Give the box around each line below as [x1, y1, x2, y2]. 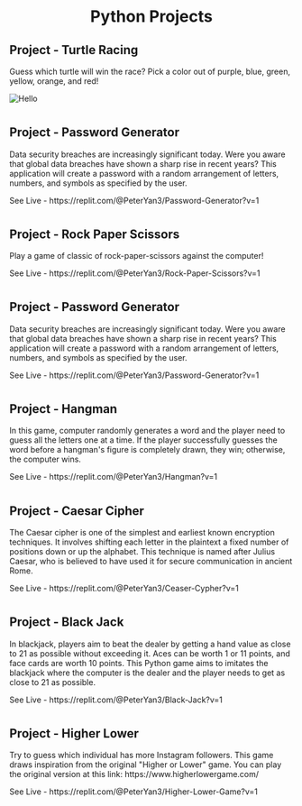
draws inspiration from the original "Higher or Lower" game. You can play [9, 759, 282, 770]
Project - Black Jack [9, 615, 124, 630]
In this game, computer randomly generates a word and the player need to [9, 426, 286, 436]
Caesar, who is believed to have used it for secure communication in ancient [9, 556, 293, 567]
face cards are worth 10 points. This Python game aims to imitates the [9, 657, 269, 668]
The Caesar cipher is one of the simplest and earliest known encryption [9, 527, 275, 538]
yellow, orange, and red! [9, 76, 99, 87]
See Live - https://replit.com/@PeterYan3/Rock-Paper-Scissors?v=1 [9, 268, 261, 279]
